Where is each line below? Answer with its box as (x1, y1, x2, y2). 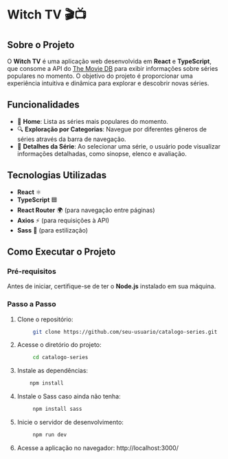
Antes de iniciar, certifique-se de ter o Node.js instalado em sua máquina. (7, 282, 216, 290)
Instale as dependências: (16, 367, 88, 375)
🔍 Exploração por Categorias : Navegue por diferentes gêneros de (16, 125, 207, 133)
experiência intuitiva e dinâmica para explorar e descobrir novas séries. (7, 79, 209, 87)
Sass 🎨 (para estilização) (16, 226, 88, 234)
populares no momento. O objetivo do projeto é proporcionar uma (7, 72, 194, 80)
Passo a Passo (7, 299, 56, 309)
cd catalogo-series (32, 354, 89, 361)
